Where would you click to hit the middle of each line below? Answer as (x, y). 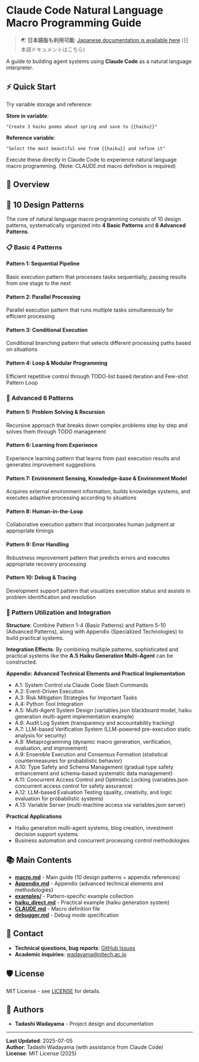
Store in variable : (28, 116)
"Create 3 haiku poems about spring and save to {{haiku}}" (82, 126)
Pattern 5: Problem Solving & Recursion (56, 412)
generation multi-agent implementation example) (74, 717)
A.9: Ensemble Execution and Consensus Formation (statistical (91, 755)
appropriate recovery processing (46, 564)
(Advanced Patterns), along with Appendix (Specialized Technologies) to (95, 632)
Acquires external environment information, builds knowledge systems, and (98, 492)
